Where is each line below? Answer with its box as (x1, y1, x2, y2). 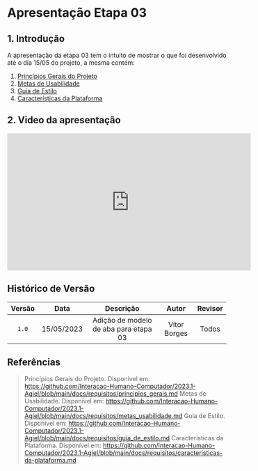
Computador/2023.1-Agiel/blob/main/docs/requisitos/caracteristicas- (24, 449, 223, 457)
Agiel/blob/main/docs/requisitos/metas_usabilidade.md (24, 412, 183, 420)
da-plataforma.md (24, 456, 76, 465)
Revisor (197, 303, 223, 313)
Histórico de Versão (7, 283, 95, 295)
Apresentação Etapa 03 (7, 5, 147, 21)
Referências (7, 357, 61, 369)
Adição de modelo (92, 315, 152, 325)
